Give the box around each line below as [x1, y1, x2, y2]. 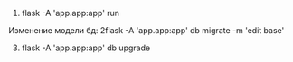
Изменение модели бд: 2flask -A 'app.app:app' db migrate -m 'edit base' [8, 25, 285, 35]
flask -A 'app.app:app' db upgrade [21, 42, 151, 53]
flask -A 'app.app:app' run [21, 8, 119, 18]
